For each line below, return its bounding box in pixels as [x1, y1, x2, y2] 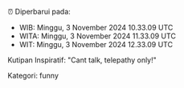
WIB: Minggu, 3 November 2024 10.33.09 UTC [18, 23, 174, 32]
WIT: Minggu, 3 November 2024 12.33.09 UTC [18, 40, 174, 49]
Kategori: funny [7, 71, 59, 80]
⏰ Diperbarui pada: [7, 7, 72, 16]
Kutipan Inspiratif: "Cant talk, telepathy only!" [7, 55, 157, 65]
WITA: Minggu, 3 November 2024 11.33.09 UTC [18, 31, 176, 41]
